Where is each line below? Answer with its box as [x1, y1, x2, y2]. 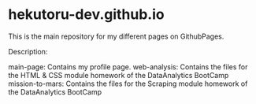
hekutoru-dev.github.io [8, 6, 165, 24]
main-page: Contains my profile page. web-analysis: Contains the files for [8, 61, 248, 72]
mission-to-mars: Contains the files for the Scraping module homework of [8, 79, 248, 88]
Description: [8, 46, 48, 56]
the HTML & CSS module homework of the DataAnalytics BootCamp [8, 70, 229, 80]
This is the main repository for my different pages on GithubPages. [8, 32, 224, 41]
